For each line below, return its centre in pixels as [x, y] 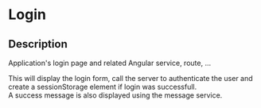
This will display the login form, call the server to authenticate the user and [130, 78]
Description [38, 44]
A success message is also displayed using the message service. [115, 95]
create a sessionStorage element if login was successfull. [103, 87]
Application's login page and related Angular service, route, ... [110, 63]
